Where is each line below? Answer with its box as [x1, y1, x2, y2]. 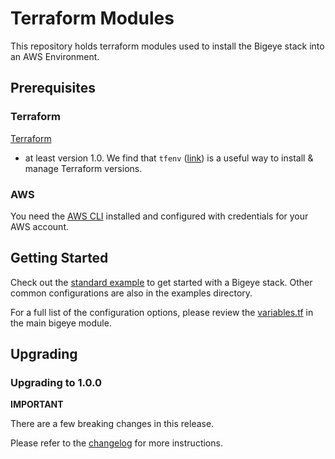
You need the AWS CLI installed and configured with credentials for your [10, 210, 309, 222]
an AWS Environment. [10, 50, 100, 62]
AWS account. [10, 220, 69, 232]
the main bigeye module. [10, 317, 112, 329]
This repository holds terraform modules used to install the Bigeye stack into [10, 40, 325, 52]
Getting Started [10, 250, 109, 267]
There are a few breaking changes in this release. [10, 418, 215, 430]
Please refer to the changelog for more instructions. [10, 437, 223, 449]
